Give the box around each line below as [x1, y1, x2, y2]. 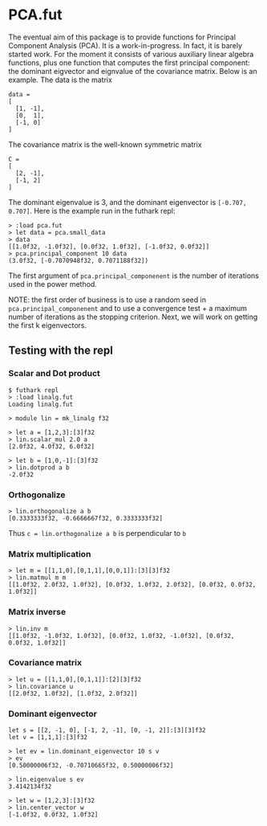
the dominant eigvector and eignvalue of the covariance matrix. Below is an [8, 66, 258, 76]
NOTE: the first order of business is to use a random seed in [8, 295, 207, 305]
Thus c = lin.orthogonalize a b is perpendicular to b [8, 528, 187, 538]
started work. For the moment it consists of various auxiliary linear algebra [8, 49, 254, 59]
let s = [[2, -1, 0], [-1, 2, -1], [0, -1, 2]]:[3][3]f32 [8, 726, 206, 734]
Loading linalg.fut [8, 400, 74, 408]
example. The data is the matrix [8, 75, 112, 84]
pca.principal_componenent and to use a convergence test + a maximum [8, 303, 247, 313]
